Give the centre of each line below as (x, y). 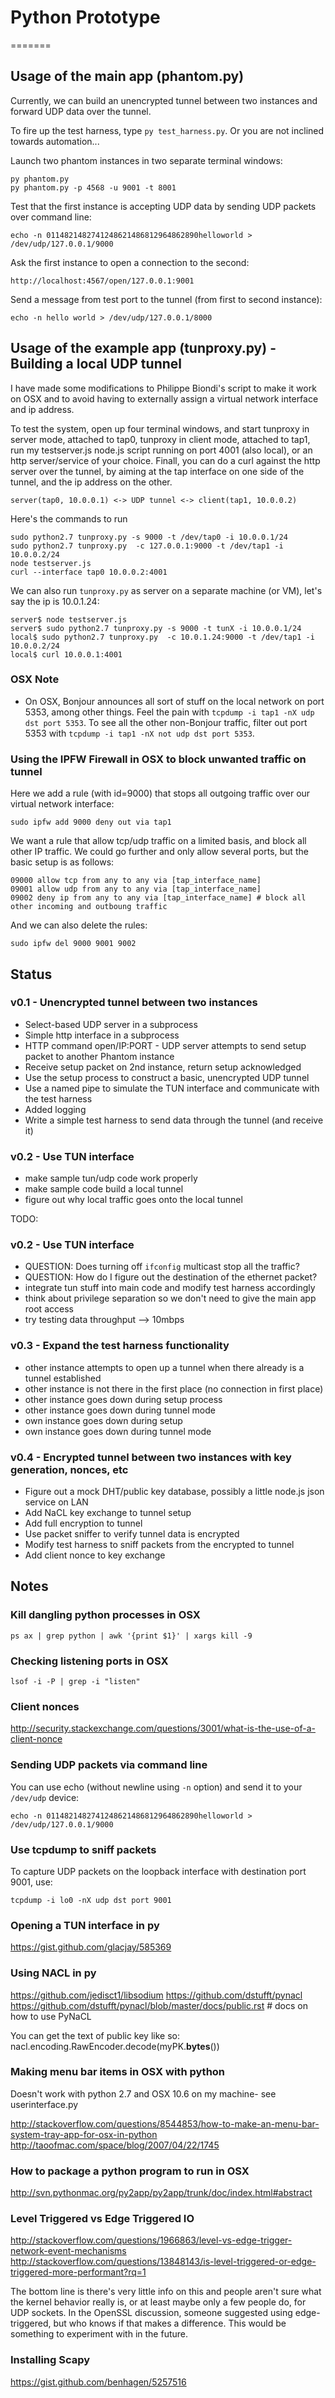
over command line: (51, 217)
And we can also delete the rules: (79, 925)
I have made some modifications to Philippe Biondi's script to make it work (163, 388)
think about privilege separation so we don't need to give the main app (170, 1298)
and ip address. (42, 409)
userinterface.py (44, 2104)
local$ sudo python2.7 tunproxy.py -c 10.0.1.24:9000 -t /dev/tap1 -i (162, 637)
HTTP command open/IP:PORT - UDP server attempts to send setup (165, 1045)
